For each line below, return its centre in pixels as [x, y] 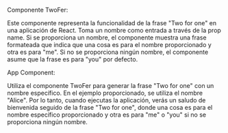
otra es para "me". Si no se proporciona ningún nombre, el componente [108, 52]
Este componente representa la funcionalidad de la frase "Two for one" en [112, 23]
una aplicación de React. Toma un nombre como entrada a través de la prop [114, 30]
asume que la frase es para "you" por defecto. [73, 59]
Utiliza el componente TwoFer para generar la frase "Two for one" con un [111, 86]
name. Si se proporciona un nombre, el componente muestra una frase [107, 38]
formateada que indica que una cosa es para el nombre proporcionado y [110, 45]
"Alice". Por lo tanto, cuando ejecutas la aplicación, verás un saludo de [106, 100]
